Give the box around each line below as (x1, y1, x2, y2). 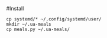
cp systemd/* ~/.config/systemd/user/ (6, 16, 102, 22)
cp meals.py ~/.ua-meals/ (6, 26, 70, 32)
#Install (6, 5, 24, 12)
